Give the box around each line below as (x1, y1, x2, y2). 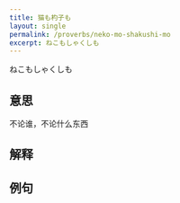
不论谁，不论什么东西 (9, 119, 88, 129)
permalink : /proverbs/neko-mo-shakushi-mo (9, 30, 171, 39)
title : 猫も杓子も (9, 13, 72, 22)
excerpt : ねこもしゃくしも (9, 38, 100, 48)
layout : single (9, 22, 67, 31)
